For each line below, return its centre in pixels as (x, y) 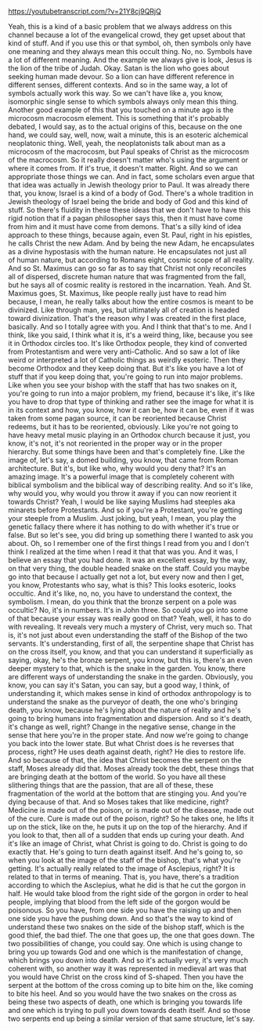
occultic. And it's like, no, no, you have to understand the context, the (120, 593)
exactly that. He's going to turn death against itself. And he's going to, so (126, 852)
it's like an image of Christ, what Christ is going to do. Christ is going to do (128, 843)
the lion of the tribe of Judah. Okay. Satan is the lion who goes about (119, 68)
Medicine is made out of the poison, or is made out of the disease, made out (131, 810)
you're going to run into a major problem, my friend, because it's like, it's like (131, 393)
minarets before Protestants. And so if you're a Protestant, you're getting (125, 510)
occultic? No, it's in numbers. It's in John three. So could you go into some (128, 610)
